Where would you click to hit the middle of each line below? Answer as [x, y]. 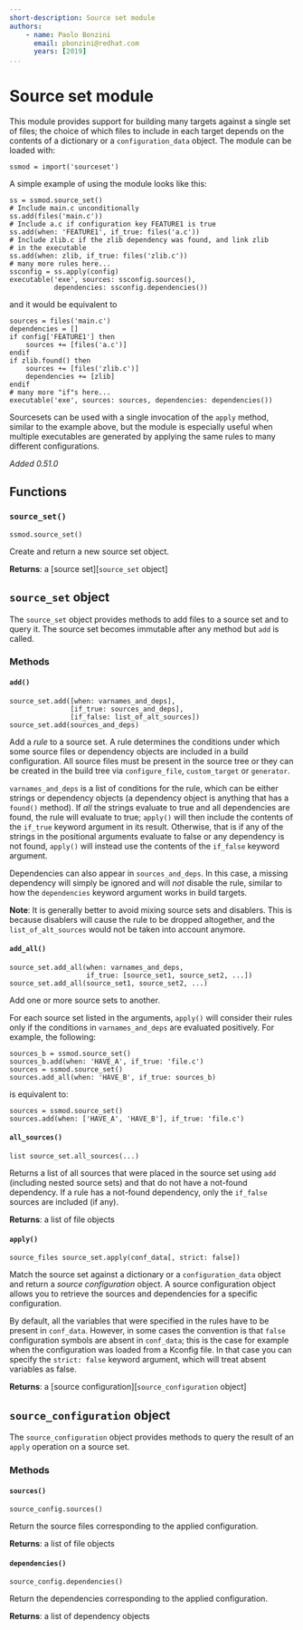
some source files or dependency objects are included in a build [129, 751]
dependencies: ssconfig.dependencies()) [131, 288]
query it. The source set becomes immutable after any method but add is [144, 629]
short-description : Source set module [82, 18]
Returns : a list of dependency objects [80, 1616]
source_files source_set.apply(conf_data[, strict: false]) [125, 1258]
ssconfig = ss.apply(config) [64, 272]
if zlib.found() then [50, 361]
